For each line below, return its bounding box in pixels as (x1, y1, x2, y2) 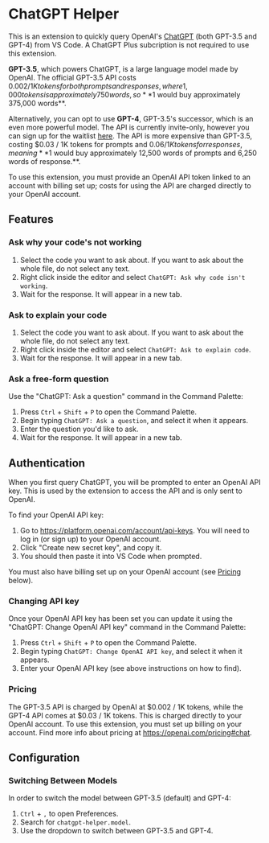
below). (8, 576, 34, 586)
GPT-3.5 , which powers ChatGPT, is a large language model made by (8, 64, 238, 73)
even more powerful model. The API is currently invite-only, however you (8, 122, 251, 132)
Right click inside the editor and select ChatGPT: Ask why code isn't (19, 272, 246, 282)
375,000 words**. (8, 98, 67, 108)
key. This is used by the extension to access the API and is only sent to (8, 486, 243, 496)
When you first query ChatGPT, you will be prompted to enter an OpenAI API (8, 478, 261, 487)
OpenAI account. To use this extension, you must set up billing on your (8, 719, 243, 729)
